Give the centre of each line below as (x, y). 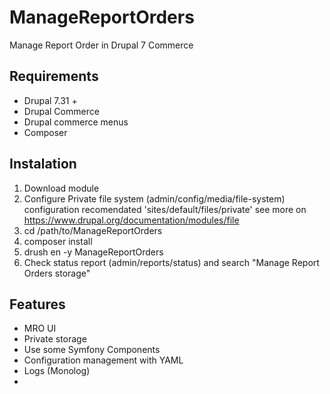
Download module (61, 188)
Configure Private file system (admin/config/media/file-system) (154, 198)
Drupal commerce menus (76, 122)
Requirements (54, 76)
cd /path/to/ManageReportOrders (93, 230)
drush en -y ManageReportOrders (93, 252)
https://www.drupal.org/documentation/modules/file (131, 220)
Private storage (55, 339)
